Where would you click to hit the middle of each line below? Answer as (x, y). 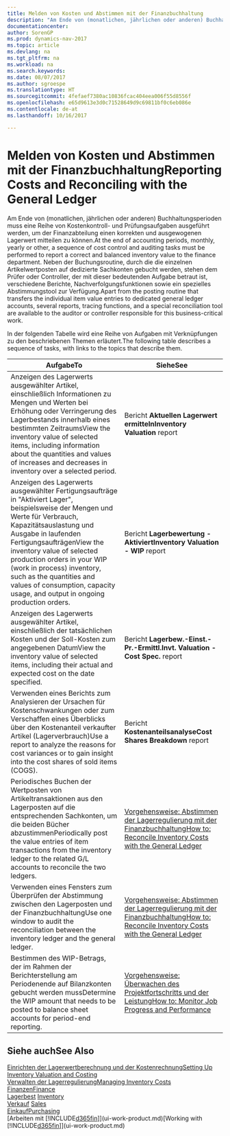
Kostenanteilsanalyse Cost (168, 731)
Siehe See (172, 365)
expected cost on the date (53, 673)
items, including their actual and (62, 665)
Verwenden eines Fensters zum (61, 887)
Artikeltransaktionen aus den (57, 798)
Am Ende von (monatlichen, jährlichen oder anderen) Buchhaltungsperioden (115, 218)
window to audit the (42, 921)
